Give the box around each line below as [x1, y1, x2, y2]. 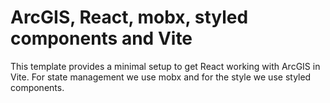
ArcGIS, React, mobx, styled [10, 6, 249, 29]
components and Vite [10, 27, 193, 50]
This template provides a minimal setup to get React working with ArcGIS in [10, 60, 321, 72]
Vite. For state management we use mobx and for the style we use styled [10, 71, 312, 83]
